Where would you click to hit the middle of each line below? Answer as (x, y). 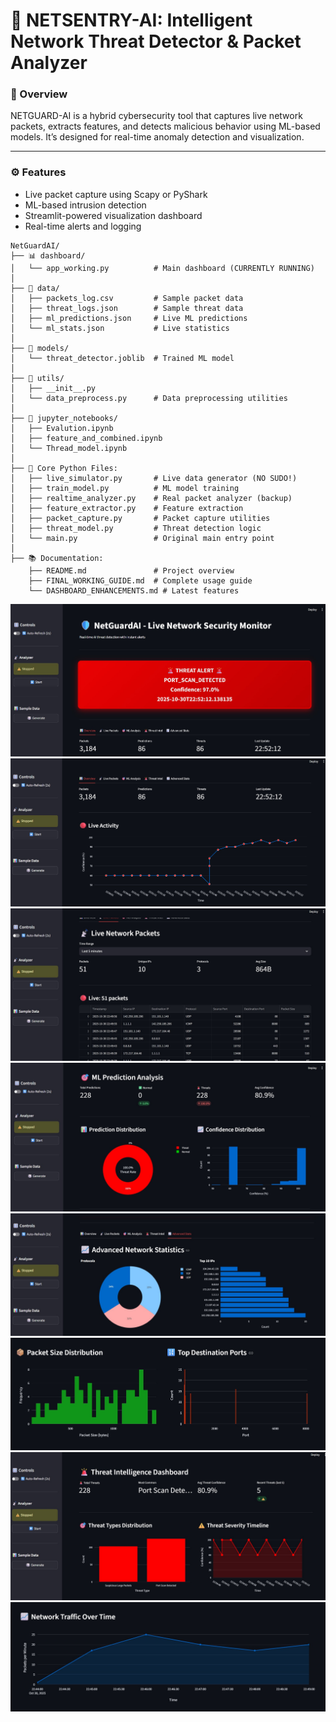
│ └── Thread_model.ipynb (69, 448)
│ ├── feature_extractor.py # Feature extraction (127, 508)
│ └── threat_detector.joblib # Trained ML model (122, 358)
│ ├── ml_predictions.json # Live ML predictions (129, 318)
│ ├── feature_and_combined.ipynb (86, 438)
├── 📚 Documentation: (57, 558)
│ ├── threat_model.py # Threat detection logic (136, 528)
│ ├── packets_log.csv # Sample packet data (127, 298)
